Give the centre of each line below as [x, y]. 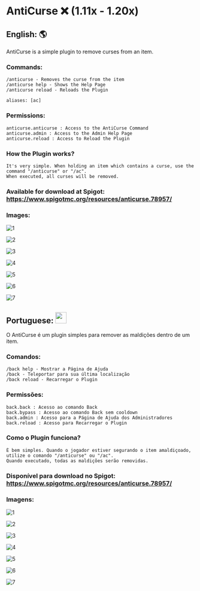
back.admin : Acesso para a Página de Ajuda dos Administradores [89, 418]
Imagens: [20, 499]
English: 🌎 [27, 34]
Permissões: [25, 395]
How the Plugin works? [40, 153]
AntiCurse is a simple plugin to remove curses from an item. [80, 52]
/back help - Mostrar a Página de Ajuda [57, 369]
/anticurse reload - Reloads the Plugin [57, 90]
